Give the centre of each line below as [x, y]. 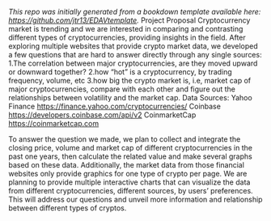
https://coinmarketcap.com [54, 123]
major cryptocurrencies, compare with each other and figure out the [122, 89]
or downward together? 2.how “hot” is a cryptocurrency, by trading [120, 72]
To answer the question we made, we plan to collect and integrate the [125, 139]
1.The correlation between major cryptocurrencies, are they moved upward [133, 63]
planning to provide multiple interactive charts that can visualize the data [129, 182]
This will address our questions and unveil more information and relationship [135, 199]
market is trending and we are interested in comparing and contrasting [126, 29]
